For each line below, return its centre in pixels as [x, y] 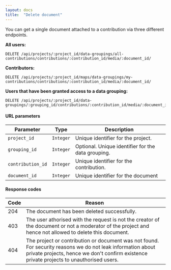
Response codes [23, 190]
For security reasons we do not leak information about [91, 247]
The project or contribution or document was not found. [93, 240]
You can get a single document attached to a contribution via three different [85, 29]
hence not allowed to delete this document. [78, 232]
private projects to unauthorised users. [72, 259]
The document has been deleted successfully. [81, 211]
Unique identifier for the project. [113, 138]
